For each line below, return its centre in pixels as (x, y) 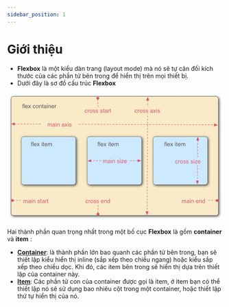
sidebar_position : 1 (37, 14)
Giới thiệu (35, 49)
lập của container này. (48, 274)
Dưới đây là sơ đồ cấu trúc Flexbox (67, 83)
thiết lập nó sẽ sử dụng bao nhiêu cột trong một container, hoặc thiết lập (119, 288)
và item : (20, 239)
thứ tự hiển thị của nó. (48, 296)
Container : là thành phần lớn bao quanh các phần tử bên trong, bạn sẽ (117, 252)
